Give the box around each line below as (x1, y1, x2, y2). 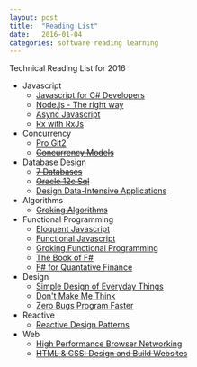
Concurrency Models (35, 148, 114, 158)
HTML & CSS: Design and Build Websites (35, 348, 188, 359)
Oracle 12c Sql (35, 176, 90, 187)
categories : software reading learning (9, 38, 159, 48)
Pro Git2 (35, 138, 67, 148)
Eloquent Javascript (35, 224, 111, 235)
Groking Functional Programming (35, 243, 159, 254)
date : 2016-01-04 (9, 30, 83, 39)
